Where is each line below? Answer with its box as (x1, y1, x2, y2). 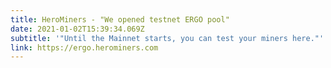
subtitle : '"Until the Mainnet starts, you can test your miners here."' (10, 33, 325, 43)
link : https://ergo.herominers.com (10, 42, 159, 53)
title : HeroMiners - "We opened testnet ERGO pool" (10, 14, 230, 25)
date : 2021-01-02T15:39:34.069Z (10, 24, 145, 34)
